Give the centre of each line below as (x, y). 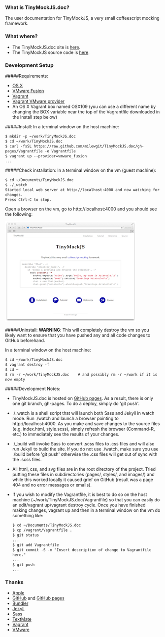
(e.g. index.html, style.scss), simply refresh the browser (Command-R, (83, 429)
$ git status (26, 535)
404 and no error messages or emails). (52, 485)
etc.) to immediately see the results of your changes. (66, 434)
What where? (21, 36)
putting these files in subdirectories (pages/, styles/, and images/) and (83, 474)
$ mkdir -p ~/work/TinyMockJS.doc (41, 136)
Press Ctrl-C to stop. (28, 199)
